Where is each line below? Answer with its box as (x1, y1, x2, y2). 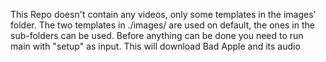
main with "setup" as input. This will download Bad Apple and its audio (10, 40, 301, 52)
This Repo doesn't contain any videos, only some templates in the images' (10, 9, 317, 20)
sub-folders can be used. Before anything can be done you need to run (10, 30, 304, 41)
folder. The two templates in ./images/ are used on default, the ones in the (10, 19, 315, 31)
